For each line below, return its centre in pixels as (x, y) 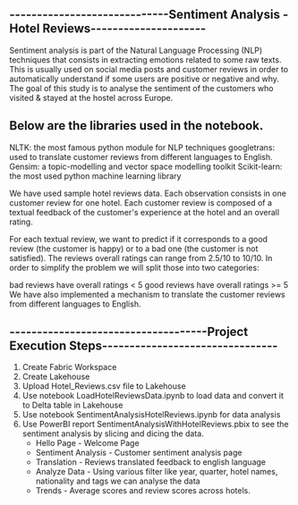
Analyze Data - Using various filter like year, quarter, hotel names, (157, 472)
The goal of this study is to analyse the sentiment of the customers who (141, 88)
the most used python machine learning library (95, 176)
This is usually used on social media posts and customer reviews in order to (149, 69)
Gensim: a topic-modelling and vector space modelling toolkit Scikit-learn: (146, 166)
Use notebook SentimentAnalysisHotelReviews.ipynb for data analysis (151, 415)
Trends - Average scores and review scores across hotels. (143, 491)
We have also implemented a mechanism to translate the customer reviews (147, 294)
